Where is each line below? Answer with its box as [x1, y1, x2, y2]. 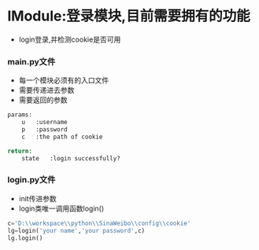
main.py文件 [7, 56, 56, 67]
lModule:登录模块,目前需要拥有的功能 [7, 7, 250, 25]
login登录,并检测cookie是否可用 [18, 35, 121, 44]
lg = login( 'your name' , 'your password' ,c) [7, 226, 146, 234]
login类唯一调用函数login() [18, 204, 105, 213]
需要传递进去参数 [18, 86, 75, 95]
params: [7, 111, 33, 119]
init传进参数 [18, 193, 57, 203]
